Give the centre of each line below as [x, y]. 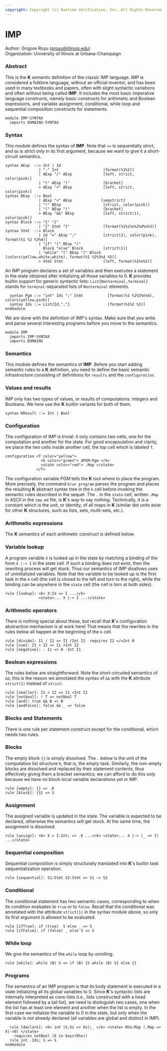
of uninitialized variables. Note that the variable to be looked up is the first [81, 574]
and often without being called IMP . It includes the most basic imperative [80, 93]
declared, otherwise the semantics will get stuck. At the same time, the [78, 821]
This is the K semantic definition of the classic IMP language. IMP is [75, 77]
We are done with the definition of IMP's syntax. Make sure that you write [80, 318]
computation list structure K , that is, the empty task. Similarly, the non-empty [83, 763]
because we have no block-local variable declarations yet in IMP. [72, 779]
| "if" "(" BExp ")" [60, 244]
